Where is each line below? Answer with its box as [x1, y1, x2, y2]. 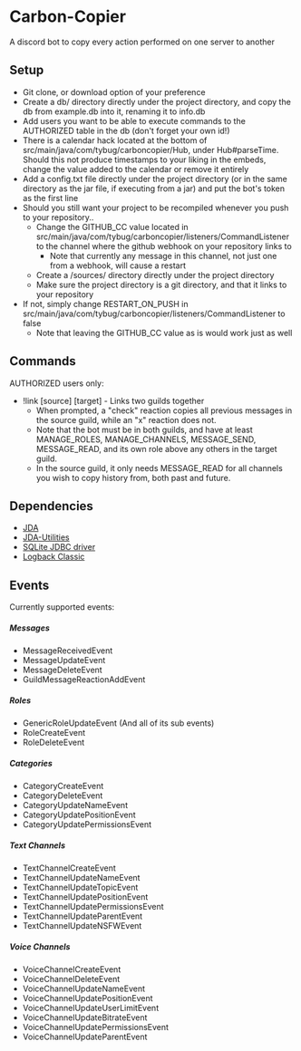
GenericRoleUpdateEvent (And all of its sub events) [22, 718, 215, 728]
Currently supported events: [9, 602, 115, 612]
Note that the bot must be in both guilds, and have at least [35, 424, 253, 435]
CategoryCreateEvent [22, 781, 104, 792]
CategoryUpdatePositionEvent [22, 809, 136, 821]
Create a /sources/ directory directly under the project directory [35, 269, 275, 280]
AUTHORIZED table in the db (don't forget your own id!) [22, 125, 230, 136]
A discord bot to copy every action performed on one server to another [9, 36, 275, 47]
